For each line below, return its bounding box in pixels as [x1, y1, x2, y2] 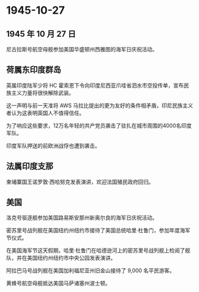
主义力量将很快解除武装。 [11, 89, 74, 96]
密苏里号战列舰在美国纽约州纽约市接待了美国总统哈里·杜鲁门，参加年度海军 [6, 227, 191, 234]
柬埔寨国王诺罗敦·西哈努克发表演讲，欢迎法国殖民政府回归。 [6, 178, 154, 185]
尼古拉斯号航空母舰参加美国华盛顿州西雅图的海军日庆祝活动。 [6, 46, 158, 52]
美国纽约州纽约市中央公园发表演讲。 [26, 254, 116, 262]
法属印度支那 [6, 161, 54, 172]
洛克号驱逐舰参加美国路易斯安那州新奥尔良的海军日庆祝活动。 [6, 214, 158, 221]
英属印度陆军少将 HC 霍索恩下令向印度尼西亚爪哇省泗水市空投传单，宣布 [6, 82, 184, 89]
